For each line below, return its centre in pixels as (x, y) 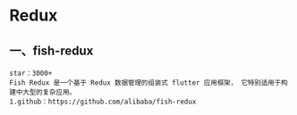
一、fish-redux (51, 50)
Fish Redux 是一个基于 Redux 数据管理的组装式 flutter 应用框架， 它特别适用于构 (148, 83)
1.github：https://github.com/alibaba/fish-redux (103, 102)
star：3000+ (31, 73)
